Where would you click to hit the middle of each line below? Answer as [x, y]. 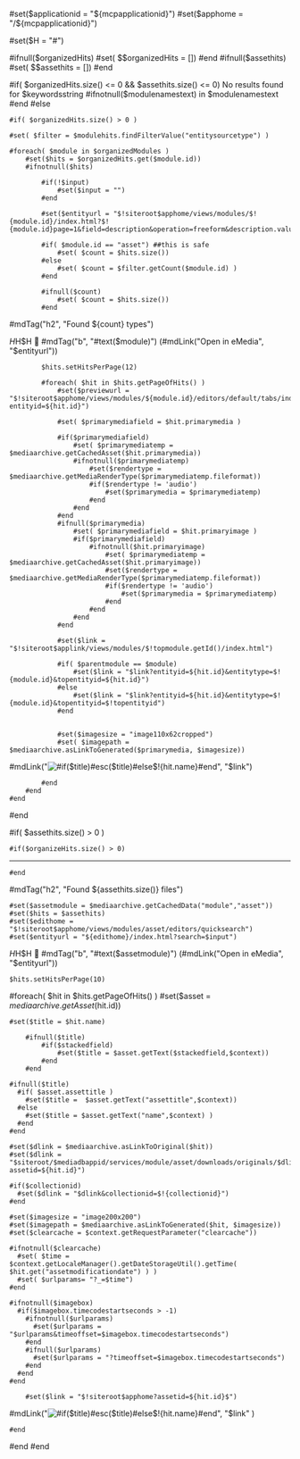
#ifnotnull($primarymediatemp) [131, 461]
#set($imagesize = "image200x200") [75, 1217]
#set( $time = [43, 1256]
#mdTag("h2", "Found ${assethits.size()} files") [96, 889]
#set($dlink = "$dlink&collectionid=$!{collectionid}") [123, 1194]
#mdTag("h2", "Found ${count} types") [82, 324]
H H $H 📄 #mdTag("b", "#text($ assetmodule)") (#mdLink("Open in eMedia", [146, 954]
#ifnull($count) [71, 292]
